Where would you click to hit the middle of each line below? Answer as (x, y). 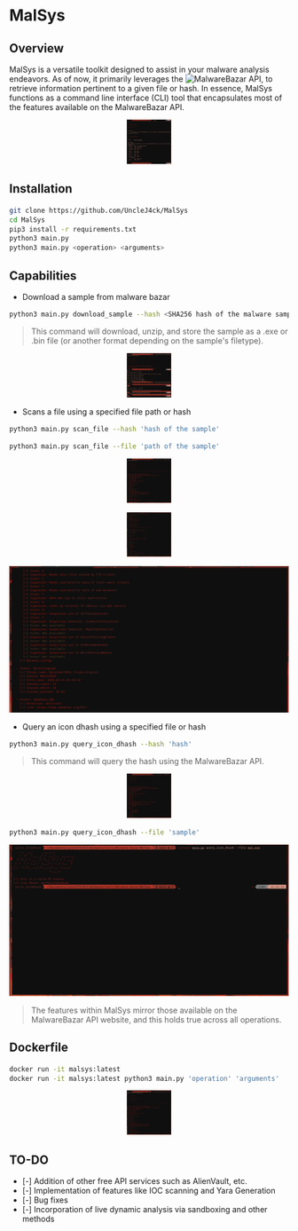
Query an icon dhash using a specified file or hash (114, 727)
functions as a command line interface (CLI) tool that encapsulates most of (145, 98)
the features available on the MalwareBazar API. (97, 107)
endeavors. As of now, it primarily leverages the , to (141, 79)
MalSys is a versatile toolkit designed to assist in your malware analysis (139, 69)
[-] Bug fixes (45, 1200)
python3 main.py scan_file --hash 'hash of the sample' (114, 429)
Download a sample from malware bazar (96, 297)
